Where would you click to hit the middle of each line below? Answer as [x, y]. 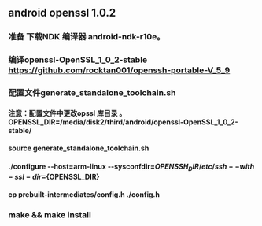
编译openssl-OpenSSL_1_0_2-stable [78, 60]
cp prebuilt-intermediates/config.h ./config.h [84, 195]
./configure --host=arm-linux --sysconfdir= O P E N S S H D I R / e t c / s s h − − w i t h [131, 167]
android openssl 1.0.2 [62, 13]
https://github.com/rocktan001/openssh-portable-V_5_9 [119, 70]
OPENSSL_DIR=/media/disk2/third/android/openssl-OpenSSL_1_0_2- [123, 122]
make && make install [50, 215]
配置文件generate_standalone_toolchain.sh [92, 93]
